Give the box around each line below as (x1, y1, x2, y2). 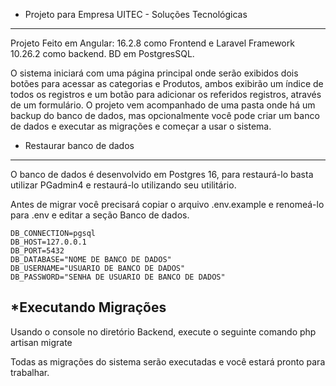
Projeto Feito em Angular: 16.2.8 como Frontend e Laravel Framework (10, 37, 295, 49)
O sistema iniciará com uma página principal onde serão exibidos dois (10, 67, 299, 79)
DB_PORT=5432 (10, 246, 65, 256)
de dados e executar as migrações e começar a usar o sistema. (10, 120, 272, 132)
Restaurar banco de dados (24, 140, 135, 151)
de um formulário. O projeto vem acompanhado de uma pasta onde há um (10, 99, 316, 111)
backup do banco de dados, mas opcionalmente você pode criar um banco (10, 110, 320, 121)
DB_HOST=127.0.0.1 (10, 237, 87, 247)
